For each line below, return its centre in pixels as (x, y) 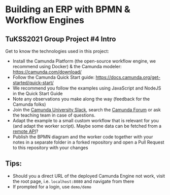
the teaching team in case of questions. (54, 115)
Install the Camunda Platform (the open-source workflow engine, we (84, 61)
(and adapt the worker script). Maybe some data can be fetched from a (87, 126)
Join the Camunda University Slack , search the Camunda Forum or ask (87, 110)
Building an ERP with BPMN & (68, 9)
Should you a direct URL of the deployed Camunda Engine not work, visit (89, 176)
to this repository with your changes (50, 148)
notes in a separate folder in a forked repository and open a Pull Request (88, 142)
